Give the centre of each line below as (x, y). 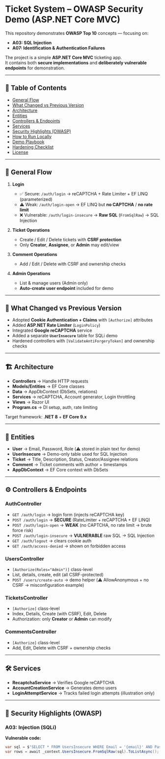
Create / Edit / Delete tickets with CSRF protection (70, 239)
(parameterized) (36, 199)
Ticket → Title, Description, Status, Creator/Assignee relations (75, 459)
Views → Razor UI (31, 402)
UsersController (25, 559)
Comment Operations (35, 254)
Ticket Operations (31, 230)
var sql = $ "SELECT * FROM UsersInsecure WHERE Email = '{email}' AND (79, 747)
